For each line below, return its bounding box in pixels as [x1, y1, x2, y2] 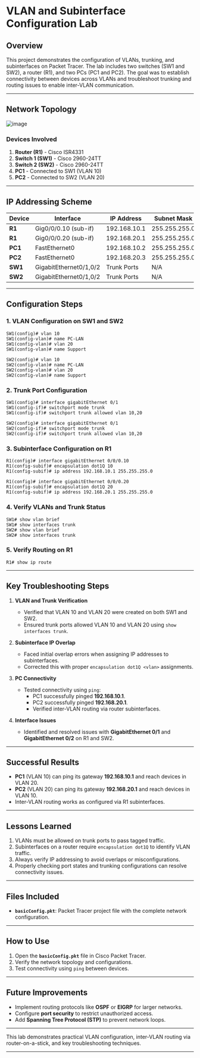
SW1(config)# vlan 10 [6, 330, 60, 337]
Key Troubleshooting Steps [6, 581, 110, 591]
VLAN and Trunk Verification [14, 597, 88, 604]
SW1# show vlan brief [6, 517, 60, 522]
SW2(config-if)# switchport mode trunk [6, 425, 105, 431]
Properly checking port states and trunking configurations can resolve [14, 862, 187, 869]
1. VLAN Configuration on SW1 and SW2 [6, 317, 124, 325]
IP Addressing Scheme [6, 196, 92, 206]
